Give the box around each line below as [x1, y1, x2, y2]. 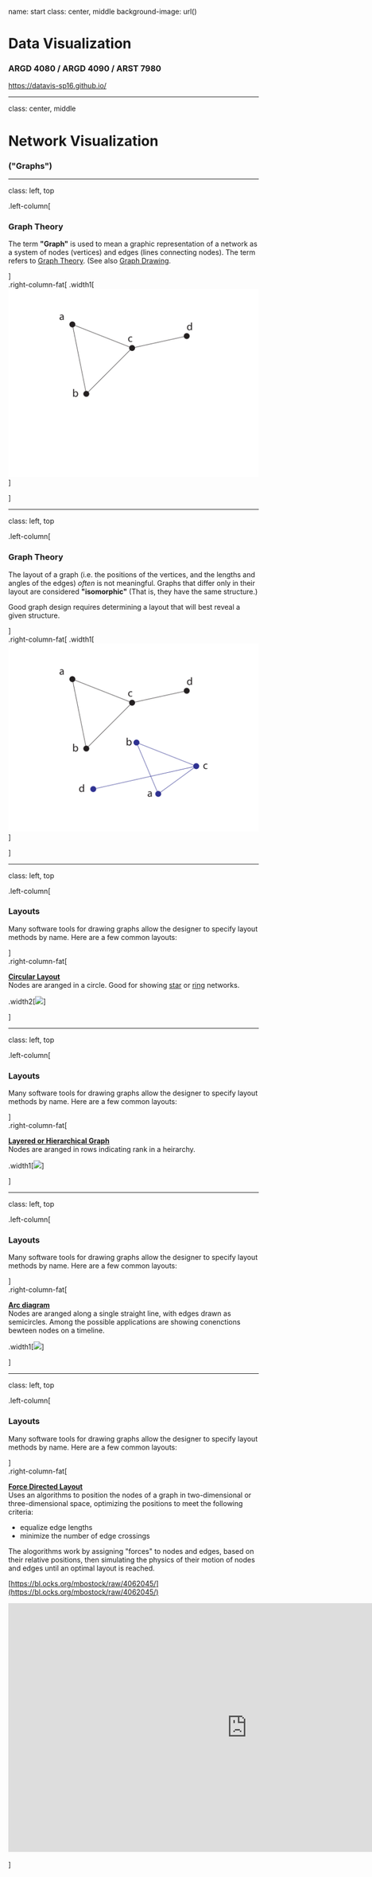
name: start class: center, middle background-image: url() [8, 7, 197, 16]
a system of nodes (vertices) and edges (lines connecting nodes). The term [8, 248, 256, 257]
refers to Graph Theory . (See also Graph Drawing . [8, 256, 172, 266]
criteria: [8, 1507, 34, 1516]
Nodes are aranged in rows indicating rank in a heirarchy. [8, 1145, 196, 1154]
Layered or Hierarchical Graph [8, 1136, 110, 1145]
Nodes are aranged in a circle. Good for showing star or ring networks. [8, 980, 240, 989]
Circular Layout [8, 971, 60, 981]
